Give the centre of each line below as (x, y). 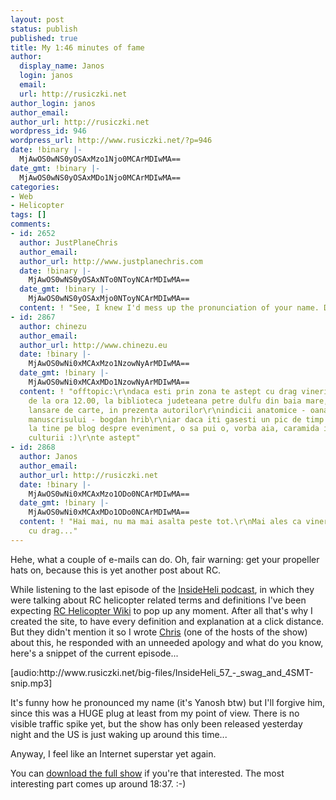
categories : (35, 187)
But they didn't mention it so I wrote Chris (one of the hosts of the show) (159, 632)
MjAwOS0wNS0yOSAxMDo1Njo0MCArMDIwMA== (100, 177)
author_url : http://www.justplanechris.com (111, 261)
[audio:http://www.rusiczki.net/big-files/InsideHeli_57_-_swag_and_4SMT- (162, 672)
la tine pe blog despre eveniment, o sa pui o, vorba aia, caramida (174, 429)
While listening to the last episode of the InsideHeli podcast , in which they (162, 589)
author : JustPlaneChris (68, 242)
